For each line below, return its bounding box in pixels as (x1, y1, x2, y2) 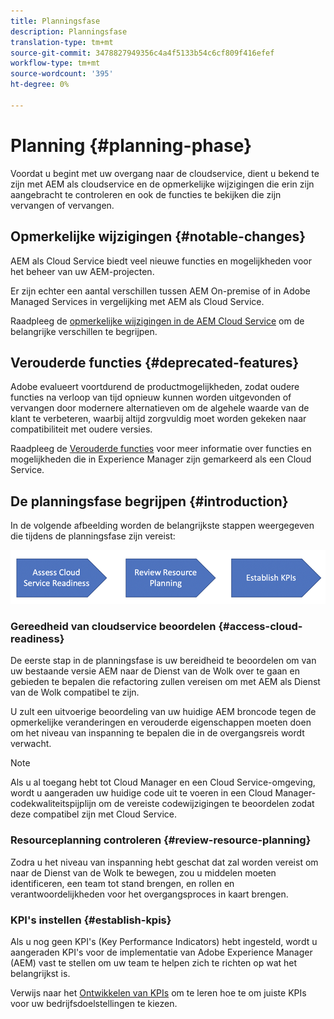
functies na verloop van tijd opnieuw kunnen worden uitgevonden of (10, 391, 292, 404)
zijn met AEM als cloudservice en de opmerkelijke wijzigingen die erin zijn (10, 178, 315, 190)
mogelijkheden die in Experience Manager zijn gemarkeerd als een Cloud (10, 453, 312, 465)
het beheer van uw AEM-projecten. (10, 265, 155, 277)
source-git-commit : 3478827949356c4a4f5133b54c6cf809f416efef (10, 48, 275, 58)
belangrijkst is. (10, 967, 71, 979)
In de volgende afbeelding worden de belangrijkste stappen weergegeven (10, 520, 315, 532)
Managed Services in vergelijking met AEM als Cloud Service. (10, 295, 265, 307)
